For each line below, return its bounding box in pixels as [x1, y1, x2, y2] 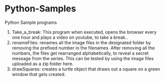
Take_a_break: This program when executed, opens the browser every [11, 29, 157, 35]
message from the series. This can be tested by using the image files [11, 55, 154, 61]
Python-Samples [4, 3, 76, 14]
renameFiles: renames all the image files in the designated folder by [11, 39, 151, 45]
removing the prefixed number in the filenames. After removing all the [11, 45, 155, 51]
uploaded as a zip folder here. [11, 61, 74, 67]
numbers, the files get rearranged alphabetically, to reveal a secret [11, 50, 149, 56]
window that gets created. [11, 71, 66, 77]
